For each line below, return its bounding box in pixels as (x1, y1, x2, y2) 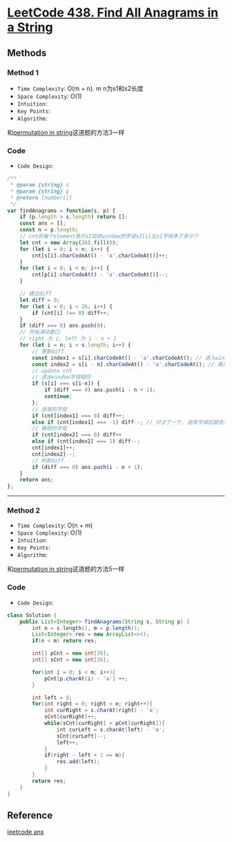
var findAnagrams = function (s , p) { (7, 207, 116, 214)
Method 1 (7, 68, 39, 77)
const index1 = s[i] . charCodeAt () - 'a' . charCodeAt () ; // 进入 (32, 354, 216, 361)
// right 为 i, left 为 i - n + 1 (19, 335, 117, 343)
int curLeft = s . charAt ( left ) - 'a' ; (56, 726, 166, 733)
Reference (7, 810, 53, 821)
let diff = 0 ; (19, 296, 60, 303)
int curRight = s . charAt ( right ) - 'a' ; (43, 707, 159, 714)
